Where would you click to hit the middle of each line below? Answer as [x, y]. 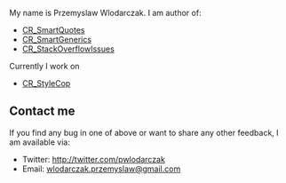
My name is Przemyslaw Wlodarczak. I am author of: [105, 13]
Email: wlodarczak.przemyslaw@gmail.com [101, 169]
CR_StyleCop [46, 83]
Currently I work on [44, 66]
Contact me [42, 111]
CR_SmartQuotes [53, 30]
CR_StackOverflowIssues [68, 49]
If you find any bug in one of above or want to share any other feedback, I [144, 132]
